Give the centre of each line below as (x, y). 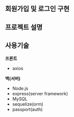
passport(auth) (27, 109)
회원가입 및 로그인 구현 (37, 9)
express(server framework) (40, 93)
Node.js (20, 88)
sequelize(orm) (28, 104)
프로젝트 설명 (24, 27)
